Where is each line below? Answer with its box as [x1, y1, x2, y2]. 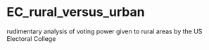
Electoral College [6, 34, 56, 42]
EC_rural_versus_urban [6, 4, 145, 20]
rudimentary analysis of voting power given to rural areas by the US [6, 27, 203, 35]
